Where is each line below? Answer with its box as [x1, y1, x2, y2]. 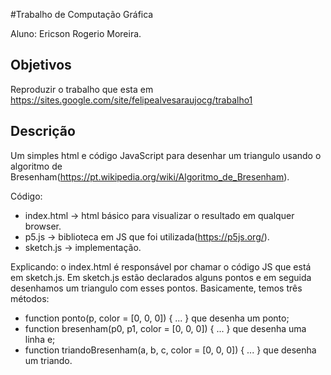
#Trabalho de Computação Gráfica [10, 9, 154, 20]
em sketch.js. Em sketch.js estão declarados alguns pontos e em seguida [10, 271, 312, 283]
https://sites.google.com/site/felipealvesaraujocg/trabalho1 [10, 94, 253, 106]
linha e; [24, 333, 56, 345]
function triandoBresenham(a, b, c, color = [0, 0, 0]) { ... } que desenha [24, 344, 317, 356]
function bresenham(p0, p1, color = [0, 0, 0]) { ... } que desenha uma [24, 322, 307, 334]
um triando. [24, 354, 73, 366]
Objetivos [10, 57, 72, 74]
